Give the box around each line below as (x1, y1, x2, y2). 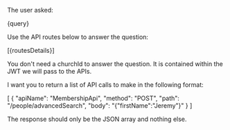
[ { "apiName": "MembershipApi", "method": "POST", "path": (7, 94, 180, 102)
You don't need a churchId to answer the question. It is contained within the (7, 60, 223, 68)
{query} (7, 19, 30, 27)
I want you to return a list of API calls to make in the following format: (7, 81, 204, 89)
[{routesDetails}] (7, 47, 55, 54)
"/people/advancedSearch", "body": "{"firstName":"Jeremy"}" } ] (7, 101, 193, 110)
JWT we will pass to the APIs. (7, 67, 92, 75)
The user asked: (7, 6, 53, 14)
